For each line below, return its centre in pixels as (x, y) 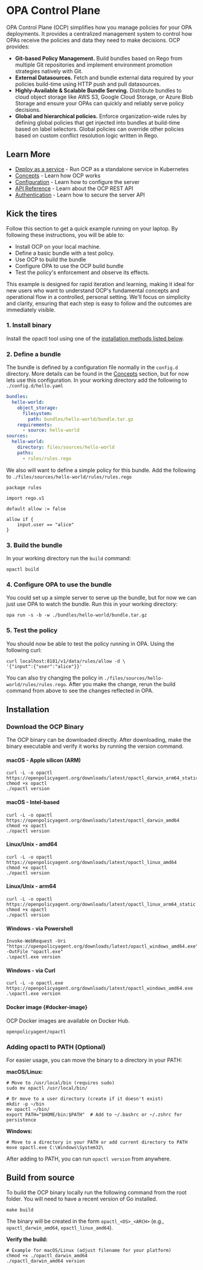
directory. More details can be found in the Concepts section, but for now (98, 374)
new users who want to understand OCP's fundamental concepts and (93, 290)
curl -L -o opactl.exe (35, 983)
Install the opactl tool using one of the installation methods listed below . (95, 338)
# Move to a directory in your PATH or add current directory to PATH (97, 1142)
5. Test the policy (32, 630)
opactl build (23, 569)
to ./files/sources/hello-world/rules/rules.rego (69, 476)
